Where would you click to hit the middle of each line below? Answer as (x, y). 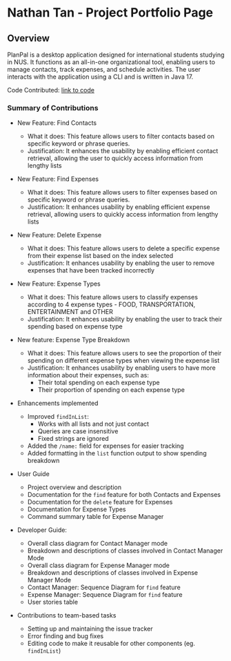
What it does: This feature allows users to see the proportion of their (124, 353)
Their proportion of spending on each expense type (111, 390)
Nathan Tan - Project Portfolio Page (110, 13)
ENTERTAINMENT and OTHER (70, 312)
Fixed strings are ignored (73, 439)
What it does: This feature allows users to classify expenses (113, 297)
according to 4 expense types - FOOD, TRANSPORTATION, (111, 304)
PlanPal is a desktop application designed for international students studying (116, 55)
